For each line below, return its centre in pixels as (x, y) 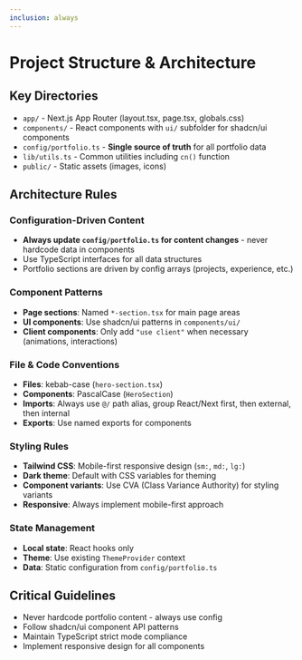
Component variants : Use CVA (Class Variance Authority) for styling (151, 485)
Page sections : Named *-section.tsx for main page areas (131, 312)
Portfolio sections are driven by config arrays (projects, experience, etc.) (158, 269)
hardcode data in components (79, 249)
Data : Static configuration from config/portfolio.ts (120, 567)
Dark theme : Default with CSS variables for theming (119, 476)
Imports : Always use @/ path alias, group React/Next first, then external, (157, 403)
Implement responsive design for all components (113, 646)
